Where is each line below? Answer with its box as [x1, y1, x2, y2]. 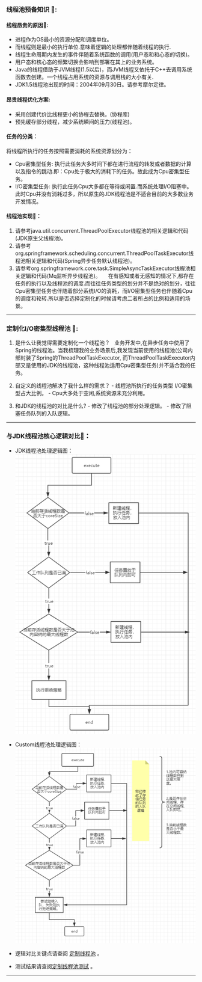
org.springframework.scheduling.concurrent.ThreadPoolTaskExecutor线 [14, 250, 194, 257]
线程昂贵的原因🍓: [6, 21, 49, 28]
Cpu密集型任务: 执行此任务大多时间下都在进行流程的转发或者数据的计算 [14, 160, 192, 167]
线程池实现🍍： [6, 212, 42, 220]
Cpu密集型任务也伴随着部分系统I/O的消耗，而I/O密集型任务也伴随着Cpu [14, 287, 192, 294]
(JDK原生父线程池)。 [14, 235, 67, 242]
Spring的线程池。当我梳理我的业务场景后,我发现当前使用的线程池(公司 [14, 347, 188, 354]
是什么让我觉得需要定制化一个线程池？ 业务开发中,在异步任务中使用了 [14, 339, 190, 346]
